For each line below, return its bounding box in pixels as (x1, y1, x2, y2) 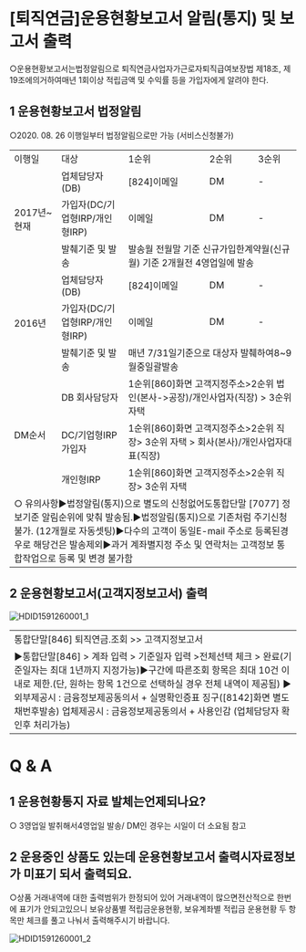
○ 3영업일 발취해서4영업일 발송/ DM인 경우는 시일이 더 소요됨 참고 (9, 820, 247, 831)
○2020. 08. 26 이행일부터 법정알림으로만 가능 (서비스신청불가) (9, 130, 234, 141)
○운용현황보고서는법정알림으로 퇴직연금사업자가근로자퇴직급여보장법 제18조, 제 (9, 63, 291, 74)
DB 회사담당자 (61, 391, 118, 403)
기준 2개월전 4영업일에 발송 (142, 256, 255, 269)
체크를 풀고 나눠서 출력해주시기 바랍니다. (25, 915, 170, 926)
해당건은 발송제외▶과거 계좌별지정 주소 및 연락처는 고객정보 (33, 538, 275, 550)
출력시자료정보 (218, 849, 296, 864)
